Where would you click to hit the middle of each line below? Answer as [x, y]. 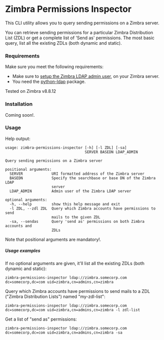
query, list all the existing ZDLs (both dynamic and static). [63, 43]
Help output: [18, 138]
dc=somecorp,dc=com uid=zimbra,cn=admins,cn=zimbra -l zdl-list [73, 310]
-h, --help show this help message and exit [65, 204]
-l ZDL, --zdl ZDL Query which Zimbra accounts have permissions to [82, 208]
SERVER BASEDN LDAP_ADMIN [111, 152]
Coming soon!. [20, 115]
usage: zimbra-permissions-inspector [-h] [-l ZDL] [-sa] [66, 147]
